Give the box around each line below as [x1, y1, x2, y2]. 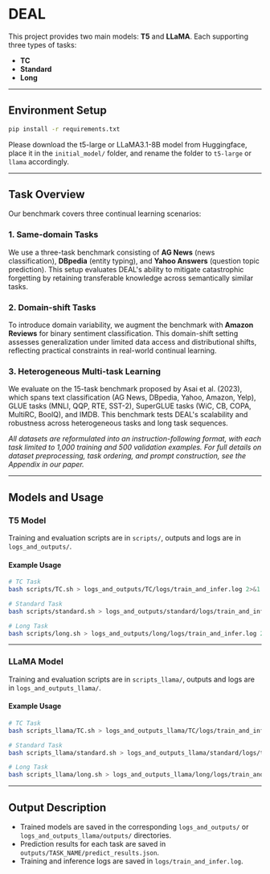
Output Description [8, 801, 107, 814]
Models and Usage [8, 491, 104, 504]
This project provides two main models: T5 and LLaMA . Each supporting [8, 31, 249, 41]
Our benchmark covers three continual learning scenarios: [8, 209, 202, 218]
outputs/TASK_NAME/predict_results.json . [19, 847, 159, 858]
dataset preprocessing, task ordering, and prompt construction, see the [8, 451, 247, 461]
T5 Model [8, 515, 47, 526]
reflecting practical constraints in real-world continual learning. [8, 346, 217, 355]
